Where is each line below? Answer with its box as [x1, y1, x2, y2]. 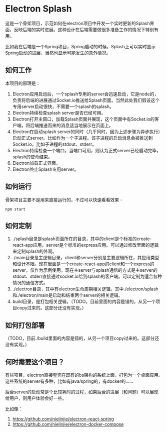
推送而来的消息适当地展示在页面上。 [38, 122, 113, 128]
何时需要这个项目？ [5, 358, 64, 366]
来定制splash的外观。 [12, 248, 57, 254]
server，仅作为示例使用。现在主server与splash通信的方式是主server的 [12, 267, 157, 273]
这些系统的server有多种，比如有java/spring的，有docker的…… [5, 378, 133, 384]
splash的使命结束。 [12, 154, 52, 160]
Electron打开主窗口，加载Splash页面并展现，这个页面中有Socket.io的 [12, 116, 155, 122]
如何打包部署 [5, 321, 45, 330]
